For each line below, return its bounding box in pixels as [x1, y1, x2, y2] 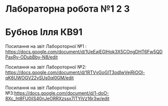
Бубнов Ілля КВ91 [5, 26, 83, 38]
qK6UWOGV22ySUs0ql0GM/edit [5, 75, 74, 81]
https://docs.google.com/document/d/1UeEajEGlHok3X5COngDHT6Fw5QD [5, 49, 163, 55]
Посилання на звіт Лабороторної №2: [5, 64, 86, 70]
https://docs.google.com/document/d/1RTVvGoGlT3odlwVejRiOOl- [5, 69, 145, 75]
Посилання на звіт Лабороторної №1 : [5, 43, 87, 49]
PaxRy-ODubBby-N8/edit [5, 54, 58, 60]
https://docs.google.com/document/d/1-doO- [14, 90, 109, 96]
